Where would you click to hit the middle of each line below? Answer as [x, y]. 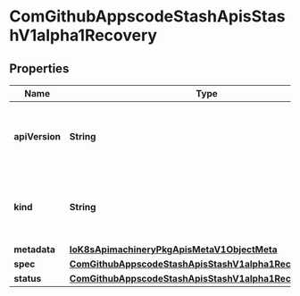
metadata [34, 249]
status [28, 279]
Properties [39, 68]
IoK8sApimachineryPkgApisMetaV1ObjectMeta [173, 249]
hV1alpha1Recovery [83, 35]
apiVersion [37, 136]
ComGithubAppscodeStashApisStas [147, 17]
